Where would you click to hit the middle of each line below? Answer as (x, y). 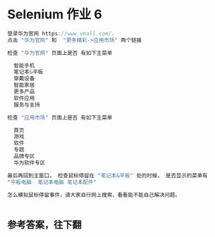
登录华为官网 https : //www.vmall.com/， (62, 33)
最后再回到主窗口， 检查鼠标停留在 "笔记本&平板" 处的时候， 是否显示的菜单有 (107, 175)
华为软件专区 (30, 162)
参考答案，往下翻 (44, 225)
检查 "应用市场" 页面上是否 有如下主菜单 (60, 117)
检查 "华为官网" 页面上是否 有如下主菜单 (60, 53)
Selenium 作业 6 (55, 14)
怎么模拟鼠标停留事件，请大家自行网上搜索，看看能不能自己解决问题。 (94, 195)
